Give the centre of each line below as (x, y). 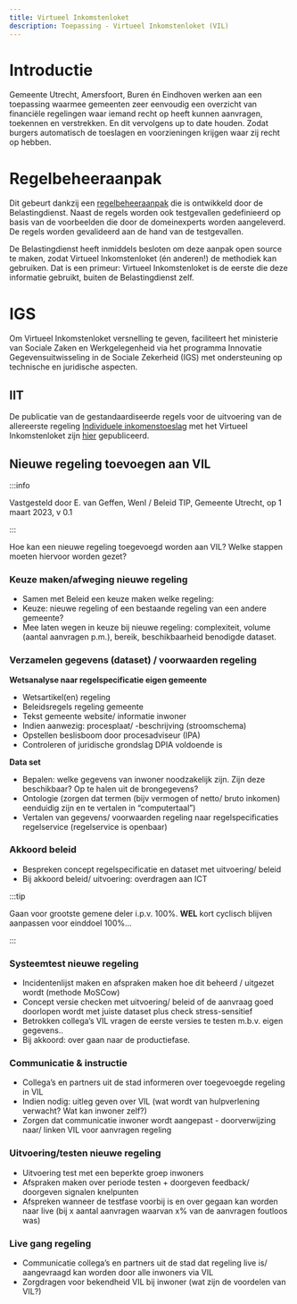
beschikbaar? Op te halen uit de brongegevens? (110, 789)
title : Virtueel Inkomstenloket (69, 17)
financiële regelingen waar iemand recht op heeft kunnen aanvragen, (136, 114)
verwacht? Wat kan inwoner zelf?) (84, 1111)
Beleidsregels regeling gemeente (83, 707)
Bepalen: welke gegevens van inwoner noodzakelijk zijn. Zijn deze (144, 779)
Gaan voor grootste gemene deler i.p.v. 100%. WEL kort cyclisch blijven (141, 913)
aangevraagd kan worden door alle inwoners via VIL (118, 1273)
